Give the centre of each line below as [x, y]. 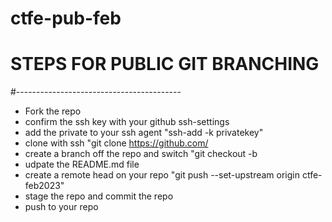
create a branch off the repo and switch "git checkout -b [141, 154]
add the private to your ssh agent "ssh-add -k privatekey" [144, 133]
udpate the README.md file [82, 164]
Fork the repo [53, 111]
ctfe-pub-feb [66, 18]
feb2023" [44, 186]
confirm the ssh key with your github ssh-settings [127, 122]
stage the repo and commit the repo [99, 196]
